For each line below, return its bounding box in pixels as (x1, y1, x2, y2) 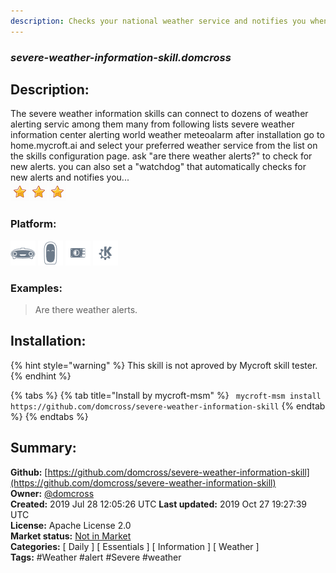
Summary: (10, 440, 77, 457)
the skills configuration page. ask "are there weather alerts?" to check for (10, 150, 313, 162)
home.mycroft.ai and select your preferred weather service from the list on (10, 140, 318, 152)
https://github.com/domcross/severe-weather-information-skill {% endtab (10, 400, 326, 412)
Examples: (10, 281, 63, 295)
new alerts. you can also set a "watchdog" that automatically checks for (10, 161, 307, 173)
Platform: (10, 217, 57, 231)
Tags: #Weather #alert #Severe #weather (10, 551, 182, 563)
